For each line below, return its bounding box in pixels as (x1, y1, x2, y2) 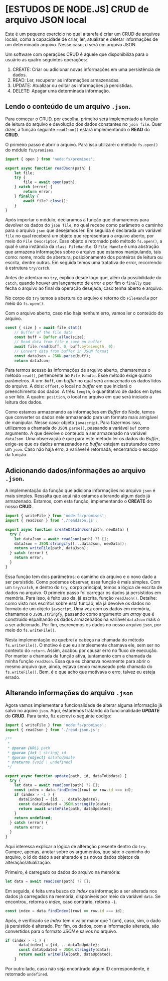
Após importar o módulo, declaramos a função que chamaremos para (5, 217, 149, 223)
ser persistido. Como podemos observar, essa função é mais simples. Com (5, 579, 160, 585)
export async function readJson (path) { (5, 166, 91, 171)
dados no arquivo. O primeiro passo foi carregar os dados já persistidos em (5, 590, 161, 596)
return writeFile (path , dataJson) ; (14, 546, 89, 551)
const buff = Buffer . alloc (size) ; (14, 335, 86, 340)
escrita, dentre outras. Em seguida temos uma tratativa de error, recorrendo (5, 260, 162, 266)
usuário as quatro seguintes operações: (5, 56, 88, 62)
